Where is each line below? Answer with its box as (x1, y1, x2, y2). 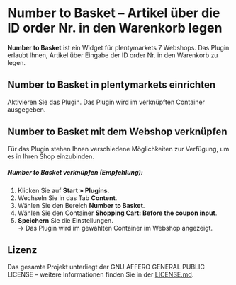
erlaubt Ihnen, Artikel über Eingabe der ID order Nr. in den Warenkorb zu (7, 51, 218, 59)
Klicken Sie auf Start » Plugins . (17, 186, 110, 194)
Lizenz (7, 244, 38, 256)
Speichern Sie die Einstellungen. (17, 216, 113, 224)
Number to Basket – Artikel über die (7, 5, 220, 21)
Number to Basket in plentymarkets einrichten (7, 79, 216, 91)
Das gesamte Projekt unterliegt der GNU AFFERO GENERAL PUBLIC (7, 263, 206, 272)
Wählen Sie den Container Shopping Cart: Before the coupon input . (17, 209, 218, 217)
